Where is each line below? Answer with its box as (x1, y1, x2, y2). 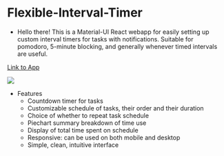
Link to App (7, 63, 40, 71)
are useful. (17, 50, 48, 58)
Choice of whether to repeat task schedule (27, 111, 150, 119)
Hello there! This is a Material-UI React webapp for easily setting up (17, 28, 210, 36)
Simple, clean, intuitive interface (27, 140, 119, 149)
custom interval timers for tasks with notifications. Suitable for (17, 35, 194, 43)
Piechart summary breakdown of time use (27, 119, 147, 127)
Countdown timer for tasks (27, 97, 103, 105)
